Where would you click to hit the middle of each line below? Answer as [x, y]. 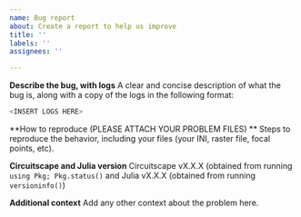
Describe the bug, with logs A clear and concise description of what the [145, 85]
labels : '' [30, 43]
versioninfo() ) [38, 185]
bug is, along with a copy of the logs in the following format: [122, 95]
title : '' [28, 35]
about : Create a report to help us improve [93, 26]
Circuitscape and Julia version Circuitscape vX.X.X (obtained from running [151, 166]
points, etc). [32, 148]
